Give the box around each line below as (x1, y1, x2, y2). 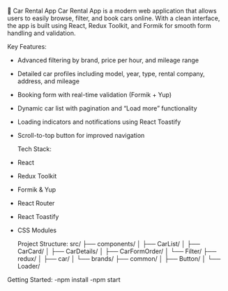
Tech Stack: (17, 145, 52, 153)
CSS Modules (17, 226, 57, 234)
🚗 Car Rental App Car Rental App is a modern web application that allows (7, 7, 218, 15)
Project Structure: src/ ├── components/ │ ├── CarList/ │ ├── (17, 240, 201, 248)
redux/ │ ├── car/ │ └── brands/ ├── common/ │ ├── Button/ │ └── (17, 255, 221, 262)
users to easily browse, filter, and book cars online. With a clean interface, (7, 14, 220, 22)
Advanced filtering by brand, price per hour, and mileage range (17, 56, 199, 64)
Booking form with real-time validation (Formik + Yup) (17, 91, 172, 99)
